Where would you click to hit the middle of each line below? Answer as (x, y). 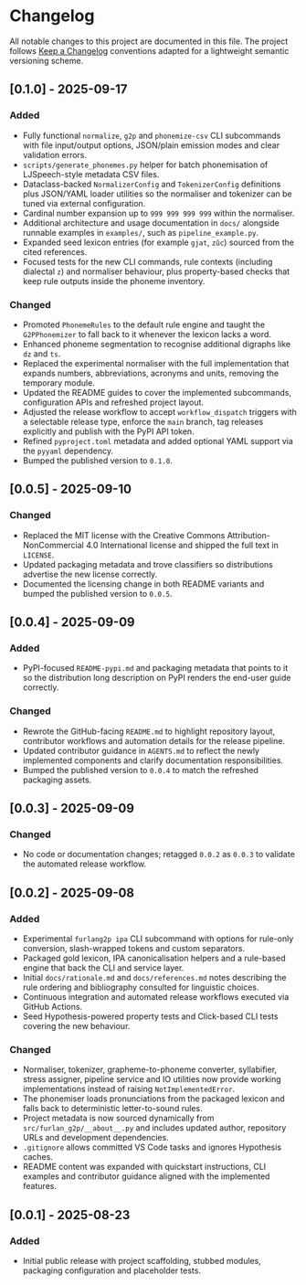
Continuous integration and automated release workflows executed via (156, 996)
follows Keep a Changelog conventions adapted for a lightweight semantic (149, 50)
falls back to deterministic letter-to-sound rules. (112, 1109)
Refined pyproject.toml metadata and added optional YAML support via (158, 441)
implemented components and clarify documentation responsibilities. (153, 760)
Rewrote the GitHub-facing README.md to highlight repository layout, (149, 731)
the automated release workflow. (84, 864)
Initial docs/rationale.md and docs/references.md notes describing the (154, 977)
